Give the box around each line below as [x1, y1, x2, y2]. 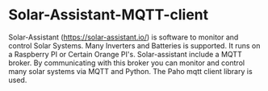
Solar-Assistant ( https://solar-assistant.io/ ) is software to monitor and [8, 32, 239, 42]
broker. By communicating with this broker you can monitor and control [8, 58, 245, 68]
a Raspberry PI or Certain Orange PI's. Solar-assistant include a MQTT [8, 49, 242, 59]
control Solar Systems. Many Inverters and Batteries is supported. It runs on [8, 40, 261, 50]
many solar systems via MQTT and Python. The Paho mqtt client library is [8, 66, 253, 76]
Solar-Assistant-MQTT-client [8, 6, 209, 24]
